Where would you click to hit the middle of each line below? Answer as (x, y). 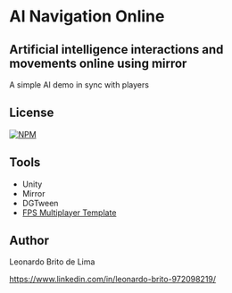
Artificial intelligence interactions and (116, 50)
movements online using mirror (98, 63)
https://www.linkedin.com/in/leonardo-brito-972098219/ (113, 280)
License (32, 113)
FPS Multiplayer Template (69, 213)
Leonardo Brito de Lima (52, 262)
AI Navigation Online (87, 17)
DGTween (40, 203)
